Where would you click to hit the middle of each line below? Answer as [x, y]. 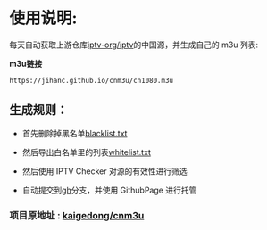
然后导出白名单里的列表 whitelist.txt [87, 152]
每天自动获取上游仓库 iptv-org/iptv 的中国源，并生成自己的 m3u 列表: [134, 45]
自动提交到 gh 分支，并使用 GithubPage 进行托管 [109, 190]
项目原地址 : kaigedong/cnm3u [77, 215]
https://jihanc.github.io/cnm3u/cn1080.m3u [92, 80]
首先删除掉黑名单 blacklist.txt [75, 133]
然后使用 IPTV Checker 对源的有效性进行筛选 [104, 171]
